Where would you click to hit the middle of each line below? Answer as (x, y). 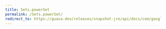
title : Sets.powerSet (27, 10)
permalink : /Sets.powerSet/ (34, 14)
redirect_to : (19, 19)
